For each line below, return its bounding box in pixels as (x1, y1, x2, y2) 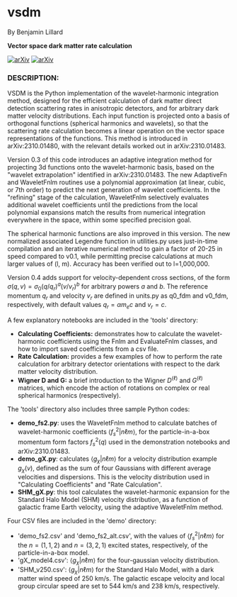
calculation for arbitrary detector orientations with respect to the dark (17, 359, 221, 369)
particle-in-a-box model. (17, 548, 90, 557)
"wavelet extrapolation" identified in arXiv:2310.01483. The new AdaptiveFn (7, 171, 228, 179)
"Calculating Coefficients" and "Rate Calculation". (17, 480, 163, 489)
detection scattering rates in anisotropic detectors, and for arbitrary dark (7, 104, 219, 113)
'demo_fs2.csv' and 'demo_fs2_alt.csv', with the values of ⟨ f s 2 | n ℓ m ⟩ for (17, 530, 224, 542)
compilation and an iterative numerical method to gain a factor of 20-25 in (7, 245, 223, 253)
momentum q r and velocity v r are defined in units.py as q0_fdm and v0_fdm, (7, 291, 229, 301)
